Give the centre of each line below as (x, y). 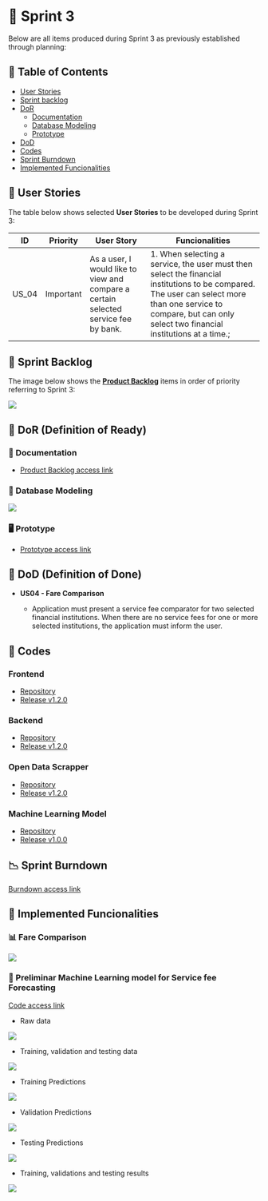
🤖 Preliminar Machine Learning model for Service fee (112, 978)
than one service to (187, 304)
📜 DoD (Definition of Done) (75, 575)
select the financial (186, 273)
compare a (110, 288)
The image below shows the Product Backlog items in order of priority (124, 381)
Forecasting (32, 988)
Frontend (26, 674)
